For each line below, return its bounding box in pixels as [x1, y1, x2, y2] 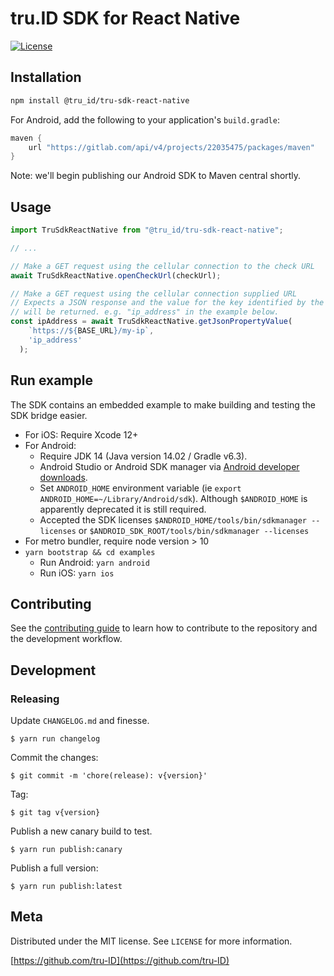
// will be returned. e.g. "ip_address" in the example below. [10, 307, 280, 317]
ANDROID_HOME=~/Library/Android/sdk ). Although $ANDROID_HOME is [39, 492, 308, 504]
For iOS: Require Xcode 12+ [24, 428, 139, 441]
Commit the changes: [10, 752, 99, 763]
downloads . [39, 471, 88, 483]
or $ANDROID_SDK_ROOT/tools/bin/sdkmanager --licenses [78, 524, 310, 536]
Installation [10, 69, 82, 86]
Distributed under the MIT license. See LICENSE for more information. [10, 935, 293, 947]
